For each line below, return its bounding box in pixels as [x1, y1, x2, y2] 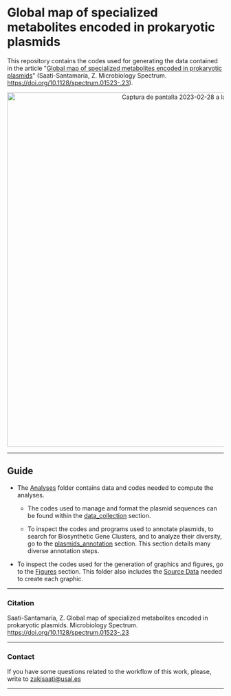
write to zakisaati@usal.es [7, 675, 81, 683]
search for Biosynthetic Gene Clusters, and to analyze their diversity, [27, 532, 222, 540]
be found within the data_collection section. [27, 511, 151, 519]
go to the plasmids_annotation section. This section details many [27, 539, 211, 548]
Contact [7, 651, 35, 661]
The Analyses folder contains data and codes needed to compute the [16, 483, 214, 492]
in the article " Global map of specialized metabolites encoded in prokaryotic [7, 64, 222, 72]
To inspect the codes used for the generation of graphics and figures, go [16, 560, 223, 568]
